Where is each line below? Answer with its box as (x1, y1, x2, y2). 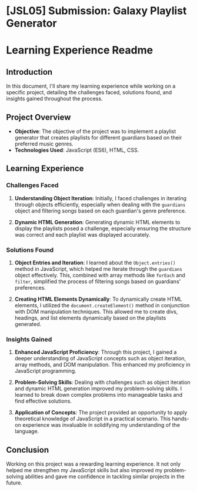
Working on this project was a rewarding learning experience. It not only (6, 460, 181, 467)
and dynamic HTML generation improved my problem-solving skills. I (14, 385, 182, 392)
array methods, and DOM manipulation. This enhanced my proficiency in (14, 361, 191, 369)
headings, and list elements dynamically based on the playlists (14, 314, 166, 321)
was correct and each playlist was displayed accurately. (14, 231, 151, 238)
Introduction (6, 67, 53, 77)
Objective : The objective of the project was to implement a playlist (14, 128, 176, 135)
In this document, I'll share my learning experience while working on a (6, 82, 176, 89)
